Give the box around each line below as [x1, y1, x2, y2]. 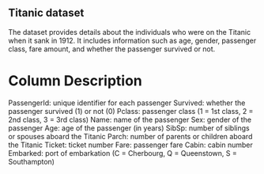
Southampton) [8, 157, 55, 166]
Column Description [8, 72, 142, 89]
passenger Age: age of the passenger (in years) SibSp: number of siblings [8, 123, 251, 133]
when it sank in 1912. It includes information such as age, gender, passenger [8, 36, 257, 45]
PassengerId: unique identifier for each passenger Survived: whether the [8, 98, 246, 108]
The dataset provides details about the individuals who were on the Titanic [8, 27, 251, 36]
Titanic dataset [8, 6, 85, 20]
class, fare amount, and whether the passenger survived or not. [8, 43, 216, 54]
